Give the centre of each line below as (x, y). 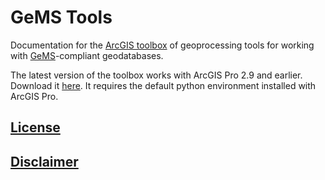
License (35, 127)
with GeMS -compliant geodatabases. (87, 55)
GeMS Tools (61, 17)
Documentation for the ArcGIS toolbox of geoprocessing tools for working (162, 45)
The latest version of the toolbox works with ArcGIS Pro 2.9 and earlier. (156, 75)
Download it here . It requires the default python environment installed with (163, 85)
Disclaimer (44, 161)
